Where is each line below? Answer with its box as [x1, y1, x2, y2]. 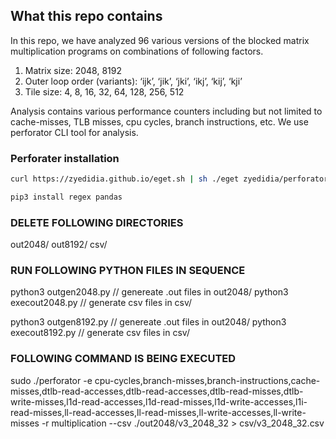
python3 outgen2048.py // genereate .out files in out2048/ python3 [10, 286, 289, 298]
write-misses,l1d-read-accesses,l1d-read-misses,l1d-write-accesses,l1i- [10, 395, 308, 408]
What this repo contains [10, 8, 163, 25]
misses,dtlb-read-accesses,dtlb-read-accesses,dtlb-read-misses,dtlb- [10, 385, 304, 397]
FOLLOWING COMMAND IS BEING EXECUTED [10, 352, 237, 366]
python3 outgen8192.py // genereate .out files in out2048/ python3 [10, 316, 287, 328]
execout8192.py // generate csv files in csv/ [10, 327, 190, 339]
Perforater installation [10, 151, 120, 165]
